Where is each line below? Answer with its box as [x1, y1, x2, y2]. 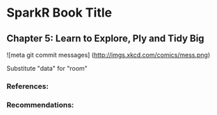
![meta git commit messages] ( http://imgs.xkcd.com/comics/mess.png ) [6, 51, 211, 59]
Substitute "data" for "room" [6, 64, 88, 72]
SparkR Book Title [6, 5, 113, 21]
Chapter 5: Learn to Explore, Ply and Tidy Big [6, 33, 204, 44]
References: [6, 81, 49, 91]
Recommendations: [6, 100, 74, 109]
